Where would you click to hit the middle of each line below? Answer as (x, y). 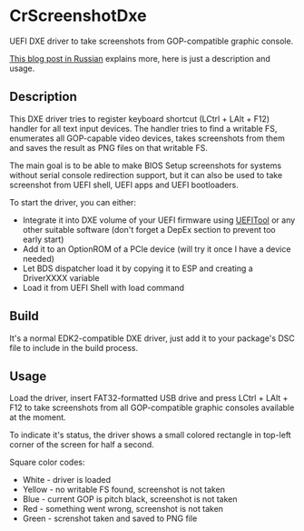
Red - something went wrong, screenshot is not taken (123, 509)
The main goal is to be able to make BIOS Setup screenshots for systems (146, 165)
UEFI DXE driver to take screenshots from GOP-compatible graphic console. (152, 41)
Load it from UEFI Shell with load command (103, 287)
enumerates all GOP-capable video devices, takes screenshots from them (147, 138)
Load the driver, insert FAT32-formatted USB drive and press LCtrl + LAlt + (149, 398)
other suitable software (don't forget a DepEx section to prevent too (149, 229)
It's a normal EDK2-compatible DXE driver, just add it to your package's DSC (152, 338)
